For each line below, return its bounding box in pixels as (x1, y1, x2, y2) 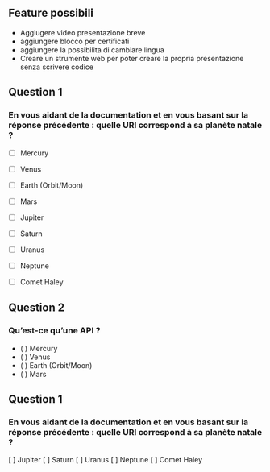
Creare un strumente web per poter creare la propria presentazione (19, 53, 244, 63)
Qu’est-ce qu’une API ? (8, 325, 101, 337)
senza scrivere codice (19, 62, 94, 72)
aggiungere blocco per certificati (19, 36, 130, 46)
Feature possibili (8, 6, 94, 20)
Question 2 (8, 301, 65, 315)
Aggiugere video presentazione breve (19, 27, 146, 37)
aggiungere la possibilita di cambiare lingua (19, 44, 165, 55)
